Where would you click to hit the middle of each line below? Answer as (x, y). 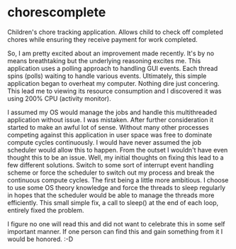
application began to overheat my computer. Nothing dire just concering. (113, 83)
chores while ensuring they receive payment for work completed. (103, 39)
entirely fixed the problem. (46, 210)
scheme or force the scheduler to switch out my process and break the (111, 172)
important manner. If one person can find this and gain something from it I (115, 231)
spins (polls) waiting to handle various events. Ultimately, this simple (107, 76)
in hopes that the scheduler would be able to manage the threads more (111, 195)
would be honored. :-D (40, 239)
